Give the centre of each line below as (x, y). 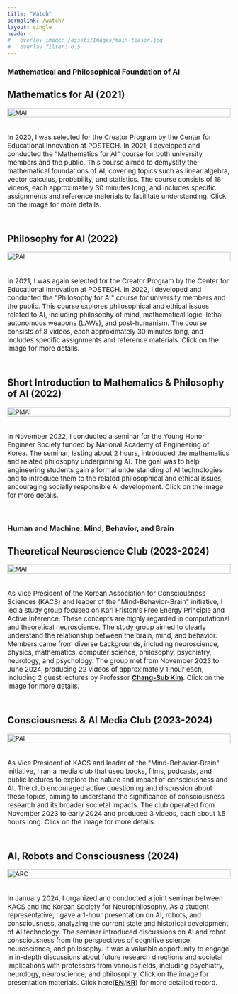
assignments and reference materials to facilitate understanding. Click (117, 196)
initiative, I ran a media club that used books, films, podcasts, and (110, 771)
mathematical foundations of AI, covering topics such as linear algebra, (119, 171)
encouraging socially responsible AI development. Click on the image (115, 487)
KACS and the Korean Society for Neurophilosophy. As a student (108, 907)
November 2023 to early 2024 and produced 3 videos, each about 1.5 (117, 813)
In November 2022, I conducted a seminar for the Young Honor (106, 436)
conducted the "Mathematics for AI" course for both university (105, 154)
